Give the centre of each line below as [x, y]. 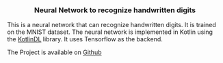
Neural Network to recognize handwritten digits [115, 10]
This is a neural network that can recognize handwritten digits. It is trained [112, 25]
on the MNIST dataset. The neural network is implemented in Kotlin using [110, 32]
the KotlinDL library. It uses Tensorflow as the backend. [85, 39]
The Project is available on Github [54, 52]
